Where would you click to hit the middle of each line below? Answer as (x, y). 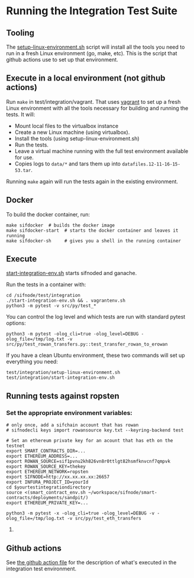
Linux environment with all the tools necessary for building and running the (97, 108)
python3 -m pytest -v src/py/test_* (51, 306)
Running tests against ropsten (63, 396)
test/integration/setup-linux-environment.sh (63, 373)
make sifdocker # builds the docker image (61, 225)
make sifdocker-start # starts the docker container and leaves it (92, 230)
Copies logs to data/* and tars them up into (68, 164)
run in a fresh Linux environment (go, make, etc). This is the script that (92, 53)
